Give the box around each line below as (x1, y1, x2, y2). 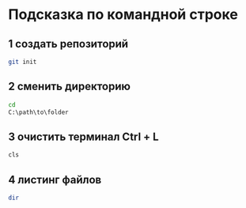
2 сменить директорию (8, 80, 131, 93)
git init (8, 58, 37, 66)
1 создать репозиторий (8, 37, 129, 51)
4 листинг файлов (8, 172, 102, 187)
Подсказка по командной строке (8, 6, 239, 24)
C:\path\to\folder (8, 108, 69, 116)
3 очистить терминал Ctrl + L (8, 130, 160, 143)
